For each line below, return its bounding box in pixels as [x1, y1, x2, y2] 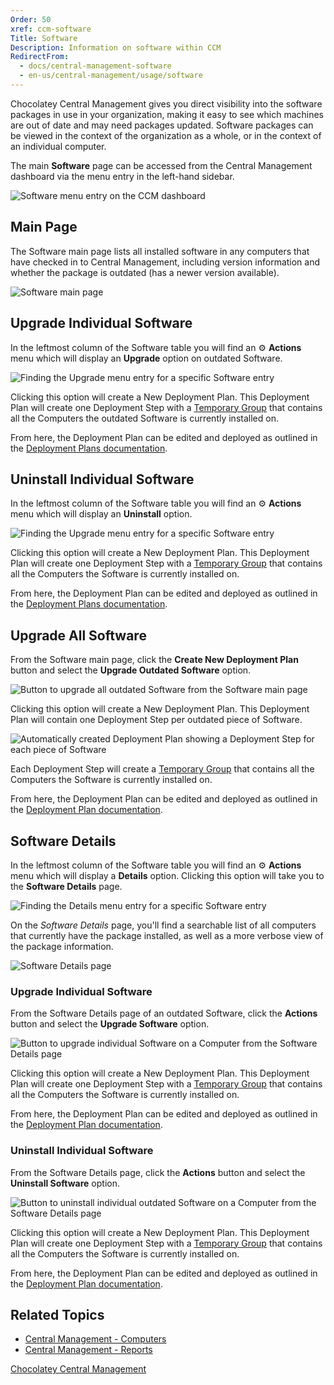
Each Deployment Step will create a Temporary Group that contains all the [10, 763, 315, 775]
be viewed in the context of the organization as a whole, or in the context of [10, 129, 322, 141]
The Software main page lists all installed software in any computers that [10, 245, 310, 257]
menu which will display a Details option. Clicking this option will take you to [10, 869, 325, 881]
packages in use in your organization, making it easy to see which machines [10, 108, 325, 120]
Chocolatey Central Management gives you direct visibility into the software [10, 97, 323, 110]
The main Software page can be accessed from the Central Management [10, 159, 313, 171]
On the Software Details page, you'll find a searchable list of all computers [10, 919, 317, 931]
